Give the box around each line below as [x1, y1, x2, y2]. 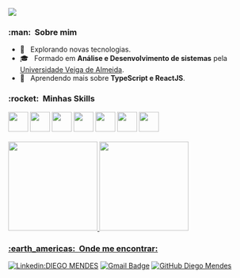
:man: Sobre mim [8, 26, 78, 37]
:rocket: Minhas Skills [8, 93, 95, 105]
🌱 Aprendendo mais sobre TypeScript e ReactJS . [19, 74, 186, 83]
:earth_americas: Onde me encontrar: [8, 242, 158, 253]
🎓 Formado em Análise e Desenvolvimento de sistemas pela [19, 54, 228, 63]
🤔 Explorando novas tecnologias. [19, 44, 131, 55]
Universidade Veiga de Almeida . [19, 65, 124, 74]
